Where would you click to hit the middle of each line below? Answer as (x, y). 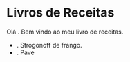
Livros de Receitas (61, 13)
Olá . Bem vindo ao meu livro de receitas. (65, 32)
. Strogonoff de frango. (49, 45)
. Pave (26, 52)
